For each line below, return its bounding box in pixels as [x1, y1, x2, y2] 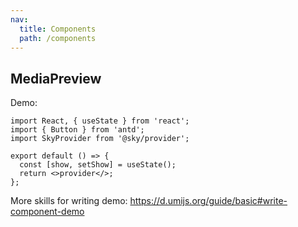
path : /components [19, 33, 97, 43]
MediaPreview [10, 70, 102, 87]
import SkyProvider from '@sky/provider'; [10, 134, 190, 144]
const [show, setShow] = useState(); [19, 160, 177, 170]
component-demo [10, 206, 85, 218]
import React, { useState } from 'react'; [10, 116, 190, 126]
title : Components [19, 24, 97, 34]
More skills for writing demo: [10, 195, 128, 207]
